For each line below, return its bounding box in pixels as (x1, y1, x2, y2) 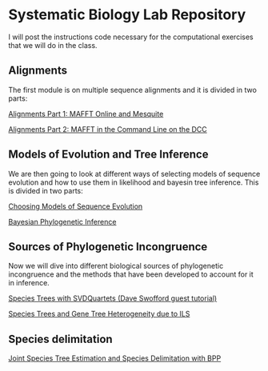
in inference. (8, 278, 50, 288)
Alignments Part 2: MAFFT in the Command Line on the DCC (8, 124, 208, 134)
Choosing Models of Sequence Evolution (8, 201, 143, 211)
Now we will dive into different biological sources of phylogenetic (8, 261, 224, 271)
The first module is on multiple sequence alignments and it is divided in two (8, 85, 258, 94)
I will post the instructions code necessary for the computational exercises (8, 32, 254, 42)
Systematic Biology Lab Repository (8, 6, 246, 24)
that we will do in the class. (8, 40, 98, 50)
